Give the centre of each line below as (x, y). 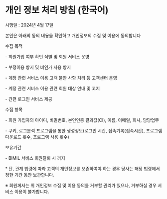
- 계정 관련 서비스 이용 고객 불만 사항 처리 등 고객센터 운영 (61, 78)
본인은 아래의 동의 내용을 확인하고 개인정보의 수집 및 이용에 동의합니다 (73, 35)
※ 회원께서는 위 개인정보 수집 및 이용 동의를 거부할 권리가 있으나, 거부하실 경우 (81, 185)
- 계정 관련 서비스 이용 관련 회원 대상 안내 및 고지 (53, 88)
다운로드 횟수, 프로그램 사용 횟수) (37, 137)
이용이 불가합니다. (32, 192)
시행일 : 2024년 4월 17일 (29, 25)
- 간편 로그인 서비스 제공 (29, 99)
